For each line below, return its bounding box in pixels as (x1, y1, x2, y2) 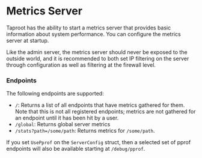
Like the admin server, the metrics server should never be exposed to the (6, 48, 188, 55)
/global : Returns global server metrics (14, 121, 111, 128)
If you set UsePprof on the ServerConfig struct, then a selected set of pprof (6, 139, 191, 146)
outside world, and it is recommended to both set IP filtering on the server (6, 55, 189, 62)
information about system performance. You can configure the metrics (6, 30, 182, 37)
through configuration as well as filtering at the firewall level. (6, 61, 156, 68)
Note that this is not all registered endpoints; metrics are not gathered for (14, 108, 197, 115)
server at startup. (6, 37, 49, 44)
